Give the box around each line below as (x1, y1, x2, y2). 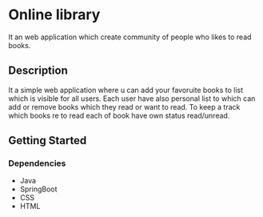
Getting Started (8, 134, 87, 147)
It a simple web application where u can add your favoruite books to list (8, 85, 244, 94)
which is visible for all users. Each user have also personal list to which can (8, 94, 256, 103)
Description (8, 64, 68, 78)
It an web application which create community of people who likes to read (8, 32, 252, 42)
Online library (8, 6, 101, 24)
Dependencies (8, 158, 66, 169)
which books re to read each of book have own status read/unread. (8, 111, 230, 120)
